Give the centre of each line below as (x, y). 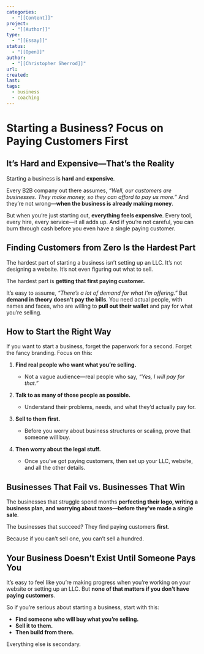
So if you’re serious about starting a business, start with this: (83, 607)
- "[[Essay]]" (30, 41)
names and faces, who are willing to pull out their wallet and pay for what (100, 306)
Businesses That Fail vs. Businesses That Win (96, 487)
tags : (13, 87)
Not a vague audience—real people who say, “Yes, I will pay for (104, 377)
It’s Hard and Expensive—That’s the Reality (90, 164)
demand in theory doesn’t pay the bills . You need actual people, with (94, 299)
